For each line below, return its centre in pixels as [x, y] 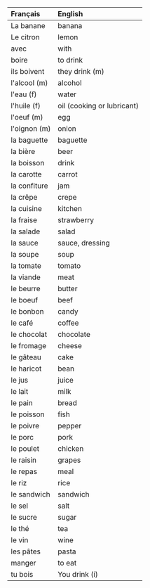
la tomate [26, 266]
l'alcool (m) [29, 83]
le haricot [26, 369]
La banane [28, 26]
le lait [20, 391]
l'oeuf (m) [27, 117]
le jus [20, 380]
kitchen [70, 209]
